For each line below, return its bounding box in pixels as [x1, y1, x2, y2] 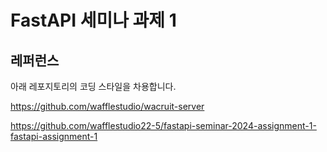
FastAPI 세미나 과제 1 [10, 9, 177, 32]
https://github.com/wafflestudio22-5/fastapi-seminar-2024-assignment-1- [10, 120, 317, 131]
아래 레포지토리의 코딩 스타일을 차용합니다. [10, 81, 177, 92]
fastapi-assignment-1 [10, 131, 98, 142]
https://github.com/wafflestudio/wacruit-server [10, 101, 205, 112]
